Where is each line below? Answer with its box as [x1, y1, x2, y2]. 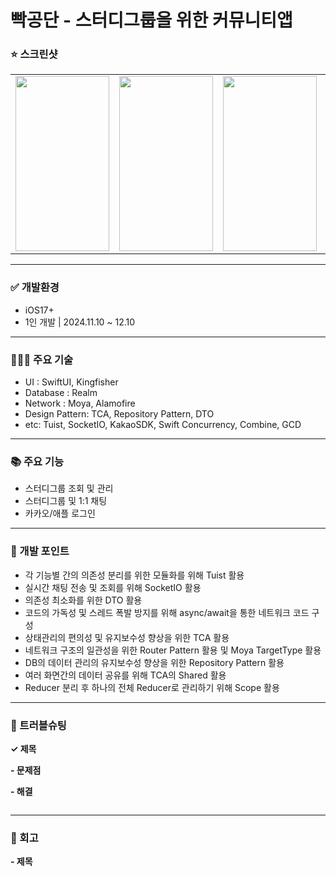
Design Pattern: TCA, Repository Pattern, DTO [24, 408, 215, 420]
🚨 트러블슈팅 [10, 718, 67, 732]
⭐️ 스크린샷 [10, 47, 58, 61]
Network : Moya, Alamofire [24, 397, 136, 410]
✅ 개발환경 [10, 281, 60, 295]
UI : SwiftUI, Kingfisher [24, 376, 119, 388]
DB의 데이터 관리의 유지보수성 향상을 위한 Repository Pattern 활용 [24, 656, 285, 668]
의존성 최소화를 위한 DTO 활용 [24, 594, 143, 606]
